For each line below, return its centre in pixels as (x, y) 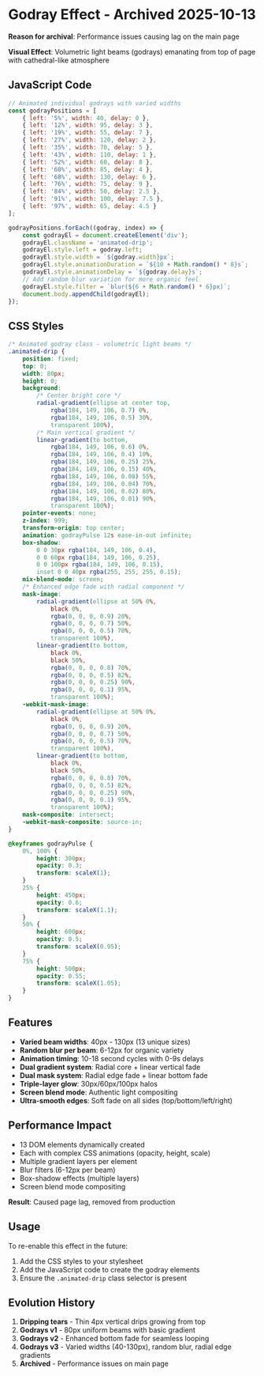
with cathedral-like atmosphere (59, 60)
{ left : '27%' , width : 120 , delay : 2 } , (89, 140)
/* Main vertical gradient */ (86, 433)
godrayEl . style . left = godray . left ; (83, 250)
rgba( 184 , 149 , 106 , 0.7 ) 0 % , (100, 410)
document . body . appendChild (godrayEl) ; (86, 294)
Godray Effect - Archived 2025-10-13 (132, 15)
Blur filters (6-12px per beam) (67, 1170)
